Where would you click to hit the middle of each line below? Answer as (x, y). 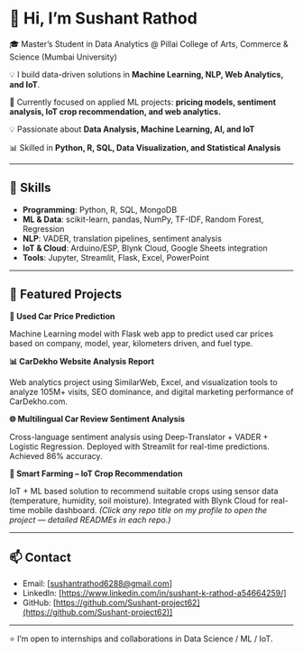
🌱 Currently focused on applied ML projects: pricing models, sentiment (143, 102)
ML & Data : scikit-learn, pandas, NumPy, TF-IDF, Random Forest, (143, 219)
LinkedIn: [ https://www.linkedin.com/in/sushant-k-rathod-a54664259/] (154, 593)
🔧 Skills (30, 188)
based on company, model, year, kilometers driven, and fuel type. (131, 343)
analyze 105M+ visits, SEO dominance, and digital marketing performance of (151, 391)
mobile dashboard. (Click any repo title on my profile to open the (147, 510)
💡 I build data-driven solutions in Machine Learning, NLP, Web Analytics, (147, 74)
